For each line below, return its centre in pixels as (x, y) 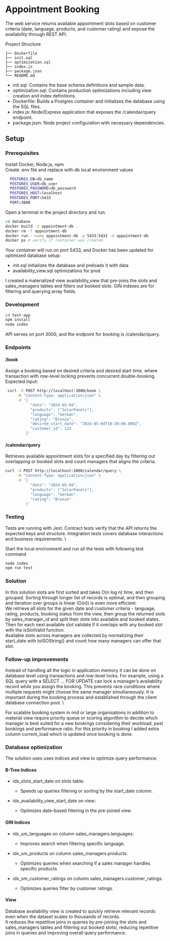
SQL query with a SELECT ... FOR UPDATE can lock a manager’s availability (84, 681)
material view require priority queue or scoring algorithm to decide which (82, 718)
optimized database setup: (33, 255)
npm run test (19, 568)
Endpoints (18, 347)
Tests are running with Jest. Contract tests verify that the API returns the (81, 528)
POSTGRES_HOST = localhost (36, 193)
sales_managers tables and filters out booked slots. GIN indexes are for (80, 286)
